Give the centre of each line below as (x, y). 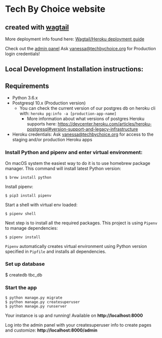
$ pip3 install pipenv (28, 195)
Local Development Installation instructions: (74, 69)
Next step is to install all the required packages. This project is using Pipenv (81, 223)
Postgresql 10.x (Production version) (49, 103)
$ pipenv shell (21, 214)
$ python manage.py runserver (36, 307)
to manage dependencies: (31, 228)
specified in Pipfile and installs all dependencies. (56, 251)
